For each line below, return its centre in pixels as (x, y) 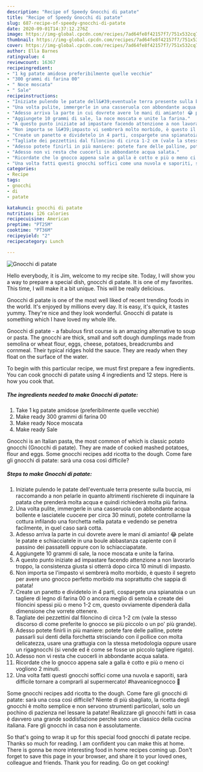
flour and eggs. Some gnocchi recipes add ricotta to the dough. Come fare (99, 454)
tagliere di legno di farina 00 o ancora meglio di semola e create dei (99, 598)
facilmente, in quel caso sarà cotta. (59, 528)
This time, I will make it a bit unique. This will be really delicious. (86, 288)
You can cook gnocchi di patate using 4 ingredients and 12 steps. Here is (97, 375)
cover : (15, 46)
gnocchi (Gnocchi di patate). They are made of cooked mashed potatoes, (98, 448)
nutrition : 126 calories (38, 214)
